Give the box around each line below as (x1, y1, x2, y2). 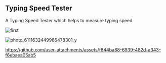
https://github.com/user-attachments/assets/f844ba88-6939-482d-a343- (5, 46, 161, 52)
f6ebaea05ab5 (5, 52, 36, 58)
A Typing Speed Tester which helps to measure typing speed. (5, 17, 134, 23)
